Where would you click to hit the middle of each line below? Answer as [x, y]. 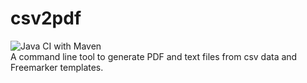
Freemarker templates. [57, 67]
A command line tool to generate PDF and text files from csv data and [154, 56]
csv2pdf [46, 18]
